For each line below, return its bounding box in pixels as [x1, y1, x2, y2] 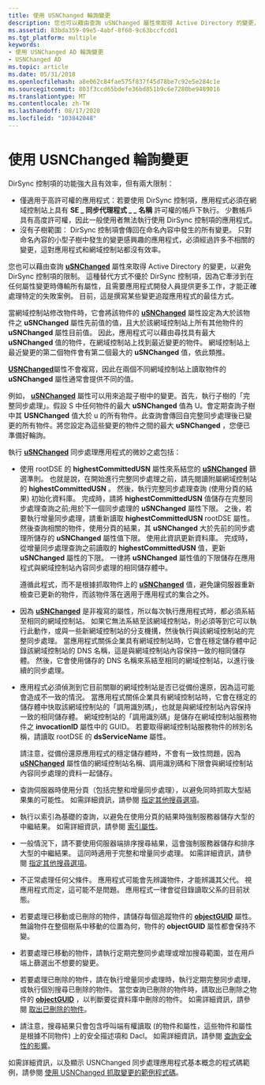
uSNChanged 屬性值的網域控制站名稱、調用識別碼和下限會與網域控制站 [19, 758, 254, 767]
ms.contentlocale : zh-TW [8, 100, 90, 107]
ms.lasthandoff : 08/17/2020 [8, 107, 101, 115]
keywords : [8, 41, 41, 49]
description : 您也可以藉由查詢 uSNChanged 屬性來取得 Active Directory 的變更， [8, 19, 260, 27]
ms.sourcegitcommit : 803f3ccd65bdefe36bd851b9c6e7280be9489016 [8, 85, 221, 93]
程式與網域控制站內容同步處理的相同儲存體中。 [19, 563, 172, 572]
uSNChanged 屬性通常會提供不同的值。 [8, 374, 138, 383]
